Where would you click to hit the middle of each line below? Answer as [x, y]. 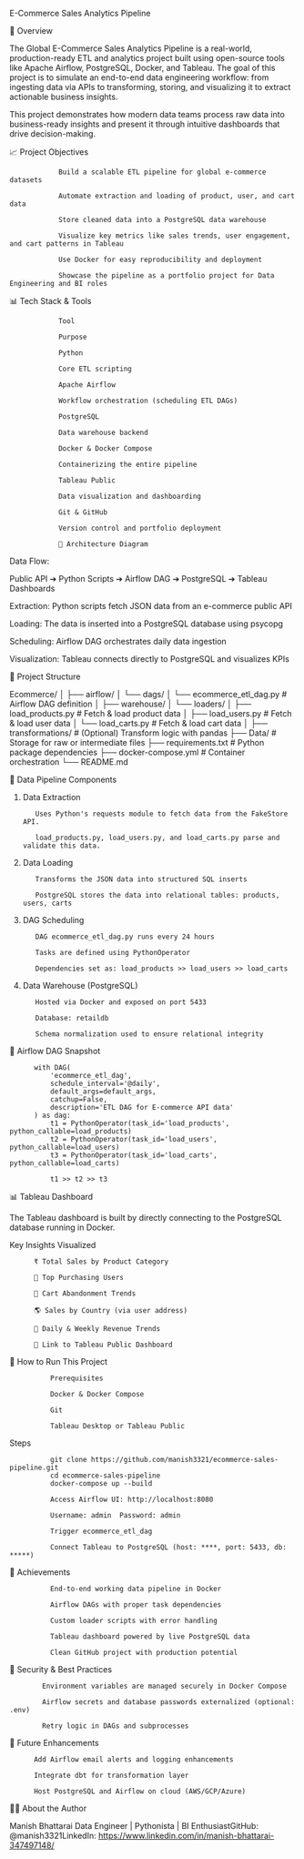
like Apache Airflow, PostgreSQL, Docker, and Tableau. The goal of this [142, 68]
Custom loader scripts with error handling [134, 1620]
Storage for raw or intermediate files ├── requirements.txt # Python [137, 742]
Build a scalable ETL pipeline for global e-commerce [162, 172]
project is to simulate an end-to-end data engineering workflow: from [139, 77]
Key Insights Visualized [53, 1245]
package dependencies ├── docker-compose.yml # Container [127, 752]
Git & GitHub [82, 513]
